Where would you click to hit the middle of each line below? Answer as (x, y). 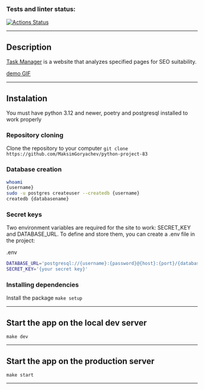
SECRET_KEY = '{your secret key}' (47, 269)
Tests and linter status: (41, 9)
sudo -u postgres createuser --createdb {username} (73, 193)
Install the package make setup (44, 298)
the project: (21, 241)
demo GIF (19, 74)
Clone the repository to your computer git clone (67, 148)
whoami (15, 182)
